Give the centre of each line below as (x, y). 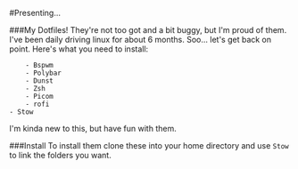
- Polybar (44, 73)
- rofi (37, 104)
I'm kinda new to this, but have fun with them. (93, 129)
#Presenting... (35, 13)
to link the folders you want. (60, 155)
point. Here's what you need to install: (79, 49)
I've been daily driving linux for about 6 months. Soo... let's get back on (141, 40)
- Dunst (39, 81)
